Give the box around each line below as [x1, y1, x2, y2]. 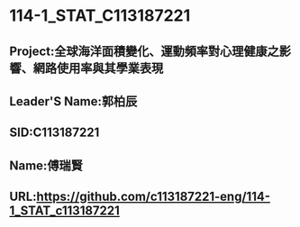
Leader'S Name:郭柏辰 [9, 94, 138, 109]
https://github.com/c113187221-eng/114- [36, 189, 270, 204]
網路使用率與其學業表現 [32, 60, 164, 76]
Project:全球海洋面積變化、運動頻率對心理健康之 [9, 43, 279, 59]
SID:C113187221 [9, 125, 100, 141]
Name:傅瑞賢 [9, 158, 83, 173]
